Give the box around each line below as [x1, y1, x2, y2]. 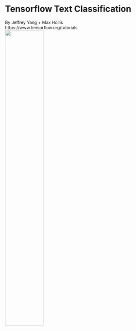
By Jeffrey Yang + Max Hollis [5, 19, 63, 25]
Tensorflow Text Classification [5, 3, 132, 15]
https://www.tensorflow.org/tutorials [5, 24, 78, 30]
